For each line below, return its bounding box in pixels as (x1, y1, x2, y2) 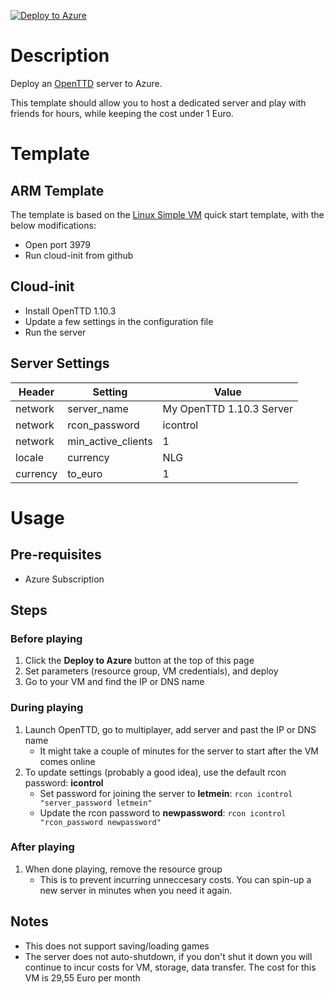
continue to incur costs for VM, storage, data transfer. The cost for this (24, 961, 317, 973)
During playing (10, 701, 84, 715)
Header (18, 385, 55, 399)
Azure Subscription (24, 573, 105, 585)
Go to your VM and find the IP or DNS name (24, 676, 205, 688)
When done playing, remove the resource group (24, 863, 223, 875)
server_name (67, 401, 129, 415)
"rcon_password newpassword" (39, 817, 162, 827)
